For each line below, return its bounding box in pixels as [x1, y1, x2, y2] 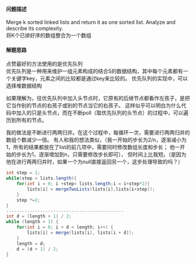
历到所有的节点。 [6, 117, 47, 124]
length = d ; [16, 240, 45, 247]
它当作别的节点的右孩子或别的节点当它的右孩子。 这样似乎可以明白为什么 [6, 102, 181, 109]
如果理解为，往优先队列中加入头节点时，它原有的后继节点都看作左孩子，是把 [6, 95, 190, 102]
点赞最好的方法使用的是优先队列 [6, 60, 83, 67]
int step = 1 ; [6, 170, 41, 176]
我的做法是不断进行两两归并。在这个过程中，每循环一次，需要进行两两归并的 [6, 129, 190, 136]
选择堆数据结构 [6, 82, 42, 89]
